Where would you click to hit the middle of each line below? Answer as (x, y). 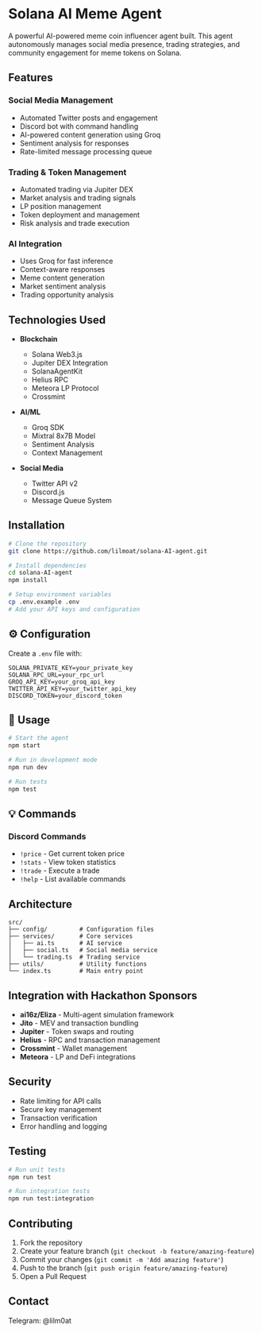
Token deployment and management (80, 215)
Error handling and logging (63, 1126)
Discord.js (48, 492)
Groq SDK (48, 428)
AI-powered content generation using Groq (90, 134)
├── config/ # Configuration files (81, 930)
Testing (27, 1151)
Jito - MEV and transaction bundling (79, 1023)
